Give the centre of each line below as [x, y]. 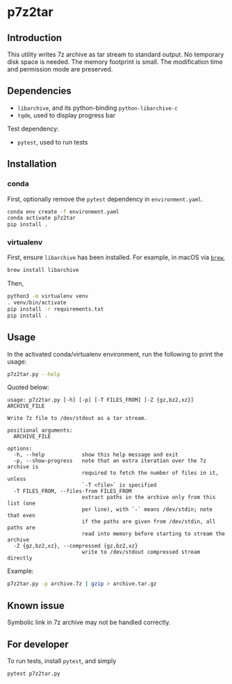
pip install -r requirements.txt [56, 309]
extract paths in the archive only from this [149, 498]
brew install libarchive [43, 270]
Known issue [36, 605]
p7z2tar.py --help [34, 374]
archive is [23, 467]
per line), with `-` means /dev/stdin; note [147, 510]
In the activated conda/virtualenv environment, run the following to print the [115, 354]
